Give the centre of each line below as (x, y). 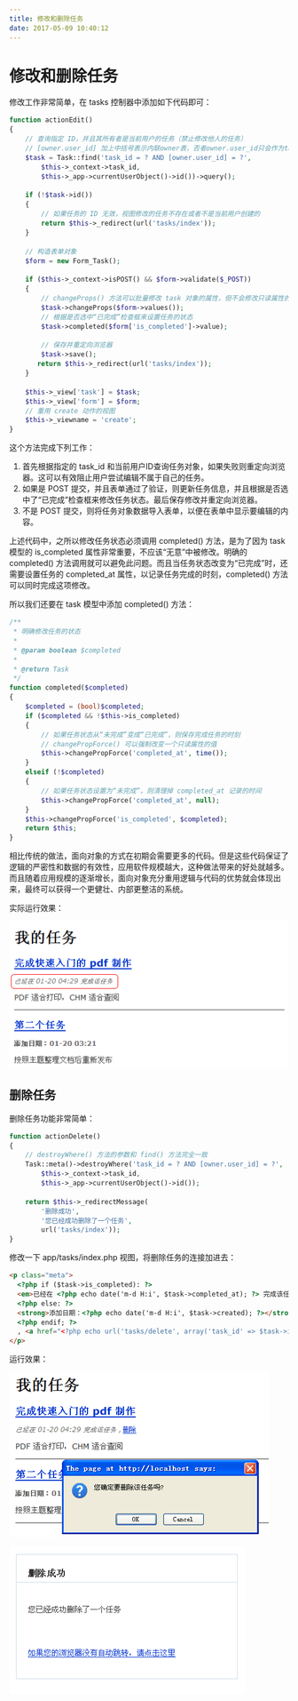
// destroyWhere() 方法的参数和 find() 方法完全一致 (117, 1155)
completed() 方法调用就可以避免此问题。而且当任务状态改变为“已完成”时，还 (149, 563)
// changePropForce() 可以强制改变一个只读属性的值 (129, 744)
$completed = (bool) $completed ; (85, 707)
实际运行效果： (36, 908)
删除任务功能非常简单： (52, 1118)
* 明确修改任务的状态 (47, 632)
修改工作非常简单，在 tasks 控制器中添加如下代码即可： (110, 102)
